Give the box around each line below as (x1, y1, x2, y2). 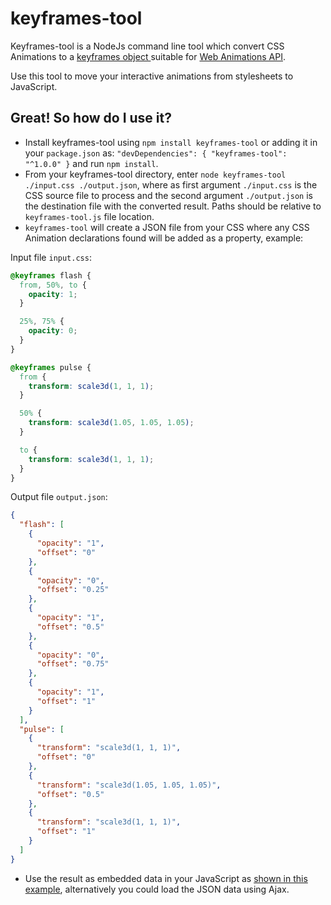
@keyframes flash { (10, 270, 92, 281)
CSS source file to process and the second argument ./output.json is (24, 189, 313, 201)
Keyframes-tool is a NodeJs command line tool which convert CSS (10, 40, 285, 52)
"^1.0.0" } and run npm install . (24, 157, 159, 169)
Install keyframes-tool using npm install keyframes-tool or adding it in (24, 136, 318, 148)
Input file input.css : (10, 251, 92, 263)
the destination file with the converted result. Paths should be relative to (24, 200, 322, 212)
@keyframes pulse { (10, 362, 92, 372)
